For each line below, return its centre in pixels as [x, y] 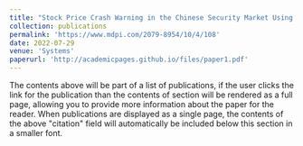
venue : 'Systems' [42, 51]
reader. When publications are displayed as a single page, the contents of [147, 114]
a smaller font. [36, 133]
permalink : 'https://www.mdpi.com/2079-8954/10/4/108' [115, 34]
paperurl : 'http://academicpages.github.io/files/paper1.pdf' [129, 59]
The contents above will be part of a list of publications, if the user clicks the [151, 85]
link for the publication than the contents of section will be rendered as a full [151, 95]
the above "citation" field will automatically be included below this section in [151, 123]
